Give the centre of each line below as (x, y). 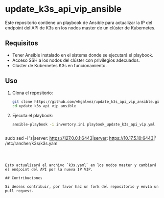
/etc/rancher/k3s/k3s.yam (31, 144)
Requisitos (22, 43)
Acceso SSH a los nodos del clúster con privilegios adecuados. (76, 60)
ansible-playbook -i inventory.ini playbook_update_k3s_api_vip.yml (83, 124)
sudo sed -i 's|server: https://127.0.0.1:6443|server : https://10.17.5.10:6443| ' (81, 138)
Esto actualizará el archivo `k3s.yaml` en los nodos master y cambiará (81, 165)
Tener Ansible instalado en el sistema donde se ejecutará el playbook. (82, 55)
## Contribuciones (24, 178)
